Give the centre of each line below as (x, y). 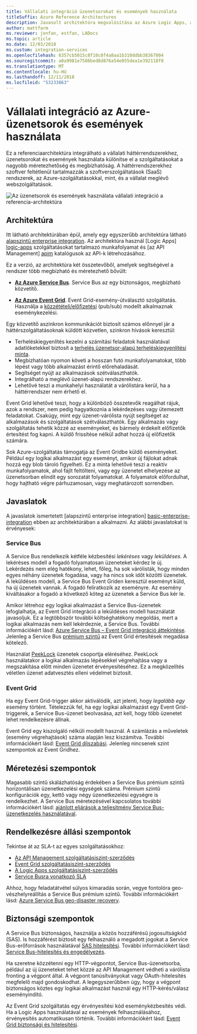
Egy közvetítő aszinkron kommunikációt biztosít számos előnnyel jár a (90, 323)
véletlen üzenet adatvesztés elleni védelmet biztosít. (69, 673)
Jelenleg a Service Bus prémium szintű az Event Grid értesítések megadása (97, 636)
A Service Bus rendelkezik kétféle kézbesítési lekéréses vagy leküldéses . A (96, 556)
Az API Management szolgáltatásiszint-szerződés (74, 858)
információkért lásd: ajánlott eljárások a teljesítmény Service (79, 807)
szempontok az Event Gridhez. (43, 750)
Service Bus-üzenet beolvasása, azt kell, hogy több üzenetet (108, 713)
